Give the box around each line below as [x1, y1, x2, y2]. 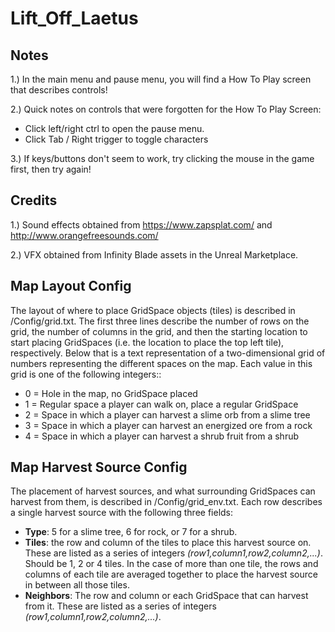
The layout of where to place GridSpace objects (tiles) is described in [10, 304, 296, 316]
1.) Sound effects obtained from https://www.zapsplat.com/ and [10, 218, 273, 231]
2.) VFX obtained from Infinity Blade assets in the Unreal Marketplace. [10, 248, 299, 261]
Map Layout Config [10, 278, 132, 295]
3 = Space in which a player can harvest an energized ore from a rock [24, 419, 313, 431]
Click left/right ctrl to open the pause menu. [24, 123, 205, 134]
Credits [10, 192, 58, 209]
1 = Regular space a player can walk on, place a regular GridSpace [24, 398, 299, 410]
